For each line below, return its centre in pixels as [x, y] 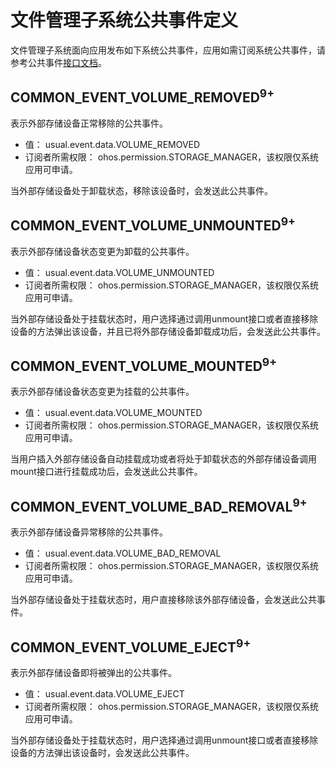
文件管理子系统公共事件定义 [124, 20]
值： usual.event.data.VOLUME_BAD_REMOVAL [123, 553]
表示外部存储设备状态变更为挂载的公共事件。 [102, 392]
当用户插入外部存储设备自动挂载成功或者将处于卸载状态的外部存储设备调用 [163, 459]
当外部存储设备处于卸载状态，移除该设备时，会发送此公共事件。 [141, 190]
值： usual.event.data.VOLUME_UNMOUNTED [119, 272]
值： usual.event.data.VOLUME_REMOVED [112, 144]
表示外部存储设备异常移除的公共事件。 [89, 532]
